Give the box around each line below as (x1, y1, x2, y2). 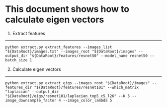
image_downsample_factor (5, 98, 57, 103)
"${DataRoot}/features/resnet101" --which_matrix (34, 85, 139, 90)
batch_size (5, 57, 28, 62)
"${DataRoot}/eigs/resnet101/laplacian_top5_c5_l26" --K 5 (5, 93, 130, 99)
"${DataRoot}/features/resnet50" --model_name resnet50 (29, 53, 148, 58)
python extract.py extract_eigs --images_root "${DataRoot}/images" (5, 80, 150, 85)
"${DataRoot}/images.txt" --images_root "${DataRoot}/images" (5, 49, 137, 54)
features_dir (5, 85, 32, 90)
